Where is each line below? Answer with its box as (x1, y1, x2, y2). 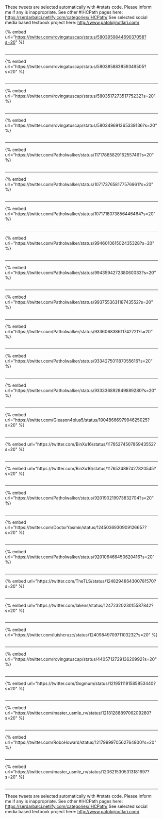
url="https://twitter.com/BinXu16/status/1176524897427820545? (27, 466, 156, 471)
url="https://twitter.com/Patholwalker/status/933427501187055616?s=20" (5, 358, 153, 364)
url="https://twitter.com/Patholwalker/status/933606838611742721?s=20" (5, 329, 153, 334)
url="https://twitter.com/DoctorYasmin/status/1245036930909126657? (5, 525, 147, 530)
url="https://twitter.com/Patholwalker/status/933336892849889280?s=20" (5, 388, 157, 393)
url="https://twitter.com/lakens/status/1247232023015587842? (27, 602, 154, 608)
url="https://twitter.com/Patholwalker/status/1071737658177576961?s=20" (5, 182, 154, 187)
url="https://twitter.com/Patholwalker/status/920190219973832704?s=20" (5, 495, 154, 501)
